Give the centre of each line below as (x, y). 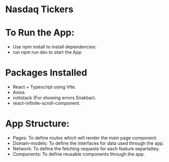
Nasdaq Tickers (39, 9)
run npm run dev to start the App (47, 52)
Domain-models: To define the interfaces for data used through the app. (88, 143)
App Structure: (37, 124)
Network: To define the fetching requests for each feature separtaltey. (86, 148)
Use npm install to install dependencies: (54, 47)
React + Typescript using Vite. (44, 87)
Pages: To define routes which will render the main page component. (85, 138)
